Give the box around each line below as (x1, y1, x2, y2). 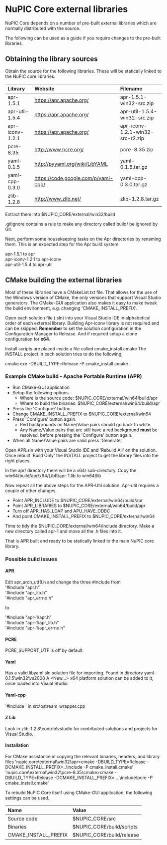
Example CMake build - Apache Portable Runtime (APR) (5, 373, 142, 380)
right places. (5, 458, 31, 464)
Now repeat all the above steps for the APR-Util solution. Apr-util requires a (5, 482, 159, 488)
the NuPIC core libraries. (5, 73, 56, 79)
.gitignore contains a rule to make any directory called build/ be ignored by (5, 221, 158, 227)
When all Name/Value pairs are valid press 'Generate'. (12, 437, 123, 443)
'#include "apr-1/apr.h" (5, 614, 52, 620)
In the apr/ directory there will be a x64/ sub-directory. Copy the (5, 467, 137, 473)
